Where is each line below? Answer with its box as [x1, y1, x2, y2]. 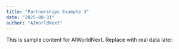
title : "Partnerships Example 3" [6, 8, 89, 15]
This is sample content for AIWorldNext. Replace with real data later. [6, 36, 174, 44]
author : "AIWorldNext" [6, 20, 63, 26]
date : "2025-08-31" [6, 14, 55, 20]
